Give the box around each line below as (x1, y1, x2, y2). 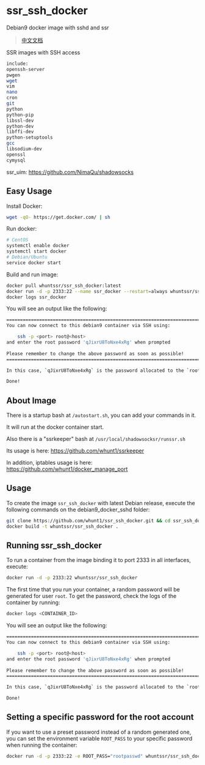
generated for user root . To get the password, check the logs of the (6, 593, 177, 600)
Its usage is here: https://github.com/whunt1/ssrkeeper (6, 447, 145, 454)
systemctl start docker (6, 248, 67, 254)
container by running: (6, 599, 60, 606)
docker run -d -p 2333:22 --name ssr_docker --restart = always (6, 288, 168, 294)
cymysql (6, 157, 26, 163)
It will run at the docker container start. (6, 423, 104, 431)
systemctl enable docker (6, 243, 70, 249)
